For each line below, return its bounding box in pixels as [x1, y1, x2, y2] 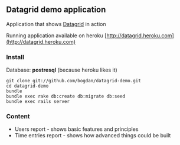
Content [6, 112, 31, 121]
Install [6, 53, 25, 61]
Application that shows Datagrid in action [6, 20, 106, 27]
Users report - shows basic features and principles [14, 125, 139, 133]
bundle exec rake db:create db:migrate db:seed [6, 94, 126, 99]
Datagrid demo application [6, 5, 106, 15]
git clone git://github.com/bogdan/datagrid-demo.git [6, 78, 142, 84]
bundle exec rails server [6, 99, 70, 105]
